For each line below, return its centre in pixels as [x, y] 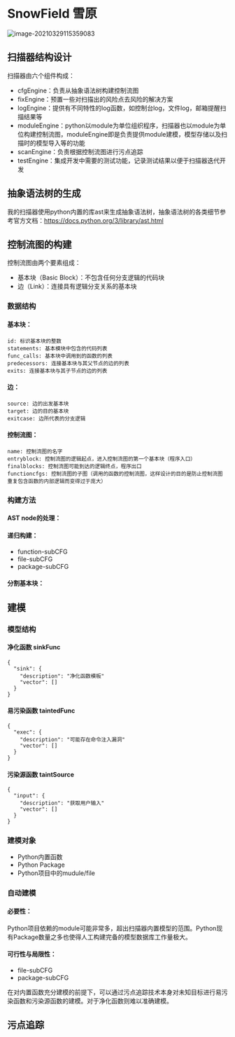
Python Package [41, 865]
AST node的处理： [34, 518]
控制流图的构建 [40, 244]
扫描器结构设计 [40, 57]
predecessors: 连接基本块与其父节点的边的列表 [68, 363]
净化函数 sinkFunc [34, 647]
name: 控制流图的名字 [35, 451]
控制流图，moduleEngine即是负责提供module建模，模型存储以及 [129, 134]
